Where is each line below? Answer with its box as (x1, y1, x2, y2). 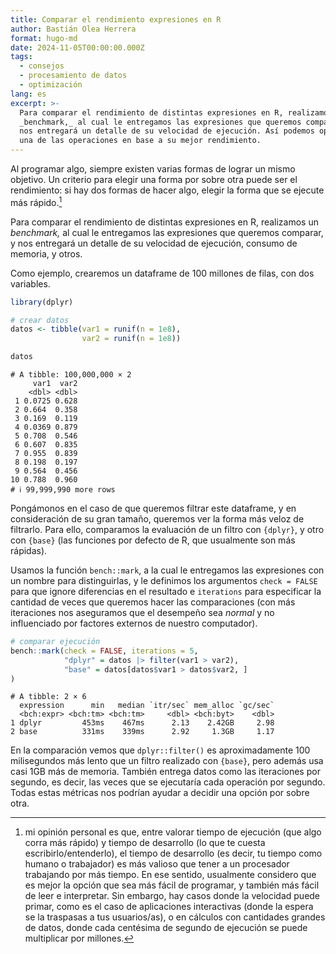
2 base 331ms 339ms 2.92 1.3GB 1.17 (10, 727, 275, 737)
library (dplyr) (10, 297, 74, 307)
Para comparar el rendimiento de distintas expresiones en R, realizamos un (10, 216, 319, 228)
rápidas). (10, 545, 48, 557)
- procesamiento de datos (19, 71, 128, 81)
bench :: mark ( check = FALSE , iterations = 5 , (10, 646, 199, 656)
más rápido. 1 (10, 195, 63, 208)
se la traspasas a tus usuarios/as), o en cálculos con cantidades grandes (24, 911, 326, 923)
